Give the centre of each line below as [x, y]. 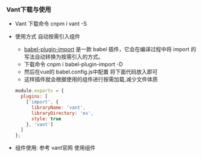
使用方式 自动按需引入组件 [47, 37]
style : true [46, 119]
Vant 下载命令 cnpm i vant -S [51, 24]
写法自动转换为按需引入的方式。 [64, 57]
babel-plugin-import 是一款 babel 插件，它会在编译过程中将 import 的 [110, 49]
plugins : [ [34, 97]
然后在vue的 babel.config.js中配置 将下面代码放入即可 [91, 72]
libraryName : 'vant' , [58, 107]
